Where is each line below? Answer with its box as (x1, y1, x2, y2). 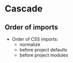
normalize (19, 41, 41, 47)
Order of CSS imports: (12, 36, 58, 42)
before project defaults (19, 47, 67, 52)
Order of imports (5, 23, 58, 31)
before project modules (19, 52, 68, 58)
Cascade (5, 3, 43, 14)
